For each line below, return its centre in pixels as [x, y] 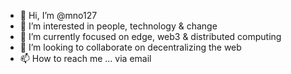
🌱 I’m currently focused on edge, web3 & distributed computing [150, 36]
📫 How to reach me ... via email [85, 58]
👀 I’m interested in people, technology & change [118, 26]
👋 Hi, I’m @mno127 [58, 15]
